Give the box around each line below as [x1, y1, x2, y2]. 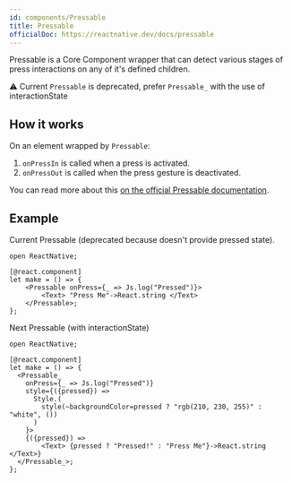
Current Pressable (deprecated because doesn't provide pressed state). [9, 235, 275, 245]
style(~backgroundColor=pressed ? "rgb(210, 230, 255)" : [41, 402, 262, 411]
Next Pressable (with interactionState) [9, 323, 150, 332]
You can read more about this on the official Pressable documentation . [9, 185, 270, 195]
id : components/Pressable [9, 13, 106, 22]
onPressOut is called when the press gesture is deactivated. [21, 168, 242, 178]
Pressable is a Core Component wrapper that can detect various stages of [9, 55, 284, 65]
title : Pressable [9, 22, 74, 30]
